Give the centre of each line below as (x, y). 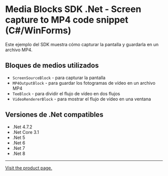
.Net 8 (19, 153)
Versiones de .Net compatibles (54, 115)
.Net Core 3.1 (25, 132)
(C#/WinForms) (38, 31)
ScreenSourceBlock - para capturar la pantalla (59, 77)
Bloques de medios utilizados (52, 65)
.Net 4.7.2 (22, 127)
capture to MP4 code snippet (67, 20)
